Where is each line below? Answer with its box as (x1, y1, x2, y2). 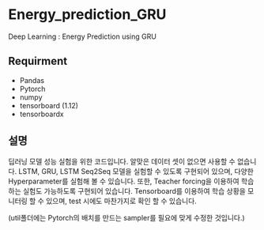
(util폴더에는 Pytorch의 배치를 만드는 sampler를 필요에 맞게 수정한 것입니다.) (8, 213, 245, 222)
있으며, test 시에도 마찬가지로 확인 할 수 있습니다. (46, 196, 198, 205)
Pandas (19, 75, 45, 85)
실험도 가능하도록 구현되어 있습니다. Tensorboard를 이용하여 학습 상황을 (22, 186, 247, 195)
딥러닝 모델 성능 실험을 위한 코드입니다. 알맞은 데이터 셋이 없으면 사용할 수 (8, 156, 236, 166)
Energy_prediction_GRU (8, 6, 167, 24)
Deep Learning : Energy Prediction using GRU (8, 32, 157, 41)
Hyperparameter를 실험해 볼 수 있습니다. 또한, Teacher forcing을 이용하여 (8, 176, 239, 186)
